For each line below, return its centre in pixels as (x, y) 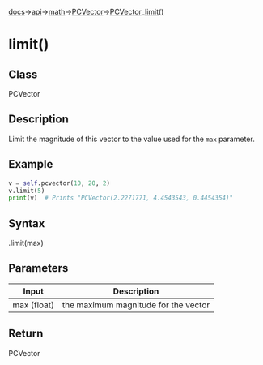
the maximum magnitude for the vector (136, 305)
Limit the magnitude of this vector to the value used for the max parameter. (131, 139)
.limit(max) (26, 243)
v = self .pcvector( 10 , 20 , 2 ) (59, 183)
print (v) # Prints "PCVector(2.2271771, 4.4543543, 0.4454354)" (121, 198)
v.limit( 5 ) (27, 191)
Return (26, 334)
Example (31, 164)
